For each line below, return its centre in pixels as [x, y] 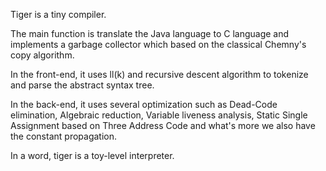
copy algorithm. [42, 55]
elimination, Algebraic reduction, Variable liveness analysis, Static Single [159, 115]
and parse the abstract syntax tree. [82, 85]
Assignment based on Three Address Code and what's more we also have [163, 125]
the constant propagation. [64, 136]
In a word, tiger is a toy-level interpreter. [92, 155]
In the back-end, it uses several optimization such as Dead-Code [144, 104]
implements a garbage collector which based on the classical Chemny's [158, 44]
